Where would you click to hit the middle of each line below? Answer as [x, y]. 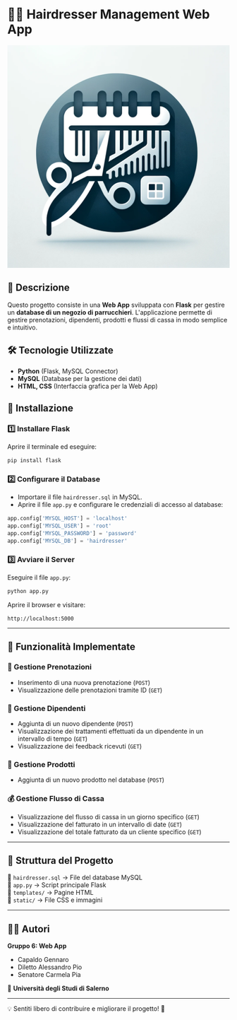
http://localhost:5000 [41, 619]
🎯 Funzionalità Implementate [71, 647]
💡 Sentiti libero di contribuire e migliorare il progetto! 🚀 [86, 1009]
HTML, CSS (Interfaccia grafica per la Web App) [87, 386]
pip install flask [34, 461]
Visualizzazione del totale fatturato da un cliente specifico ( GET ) [110, 832]
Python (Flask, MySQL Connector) [68, 371]
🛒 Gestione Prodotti [41, 764]
